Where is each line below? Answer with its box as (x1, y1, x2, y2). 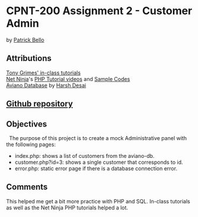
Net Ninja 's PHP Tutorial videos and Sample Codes (6, 75, 130, 82)
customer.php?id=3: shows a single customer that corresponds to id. (14, 158, 183, 166)
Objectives (6, 119, 47, 129)
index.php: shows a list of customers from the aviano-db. (14, 152, 155, 159)
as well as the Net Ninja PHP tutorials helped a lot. (6, 204, 129, 211)
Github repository (6, 99, 73, 109)
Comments (6, 182, 48, 192)
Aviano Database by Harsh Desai (6, 82, 87, 89)
